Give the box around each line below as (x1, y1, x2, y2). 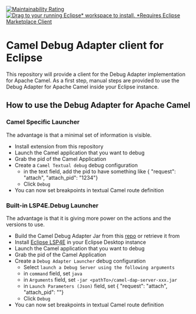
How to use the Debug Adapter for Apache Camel (6, 100, 191, 110)
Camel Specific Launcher (6, 118, 80, 126)
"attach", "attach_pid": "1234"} (23, 174, 98, 181)
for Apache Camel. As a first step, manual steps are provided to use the (6, 77, 180, 84)
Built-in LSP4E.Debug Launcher (6, 201, 99, 209)
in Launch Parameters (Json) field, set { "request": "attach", (23, 282, 168, 289)
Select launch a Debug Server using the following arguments (23, 263, 175, 270)
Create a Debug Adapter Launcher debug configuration (14, 257, 146, 265)
